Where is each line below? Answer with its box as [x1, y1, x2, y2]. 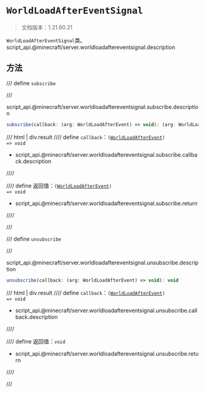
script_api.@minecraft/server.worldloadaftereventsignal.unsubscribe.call [15, 307, 198, 314]
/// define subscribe [6, 79, 56, 87]
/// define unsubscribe [6, 235, 62, 242]
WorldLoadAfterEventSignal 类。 [6, 36, 85, 44]
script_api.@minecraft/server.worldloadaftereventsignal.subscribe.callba [15, 151, 198, 158]
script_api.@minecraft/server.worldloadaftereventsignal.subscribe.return [15, 200, 198, 207]
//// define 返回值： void [6, 337, 66, 345]
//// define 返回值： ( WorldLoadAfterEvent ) [6, 182, 112, 189]
